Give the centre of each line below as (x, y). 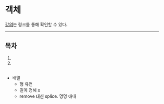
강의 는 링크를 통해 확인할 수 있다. (36, 24)
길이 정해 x (30, 90)
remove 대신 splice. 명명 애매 (48, 96)
